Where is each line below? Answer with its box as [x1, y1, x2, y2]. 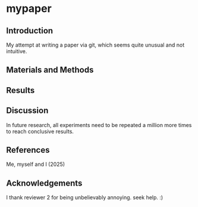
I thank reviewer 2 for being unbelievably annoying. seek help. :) [6, 194, 164, 201]
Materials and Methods [6, 65, 94, 75]
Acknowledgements [6, 178, 83, 188]
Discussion [6, 106, 49, 116]
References [6, 145, 50, 155]
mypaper [6, 2, 52, 16]
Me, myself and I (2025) [6, 160, 65, 168]
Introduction [6, 26, 54, 36]
